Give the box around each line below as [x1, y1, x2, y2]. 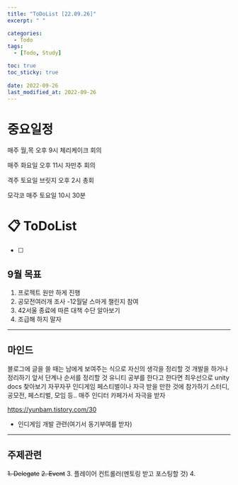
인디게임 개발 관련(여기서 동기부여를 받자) [17, 419, 132, 428]
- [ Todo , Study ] [13, 50, 62, 57]
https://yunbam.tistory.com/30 [7, 405, 97, 413]
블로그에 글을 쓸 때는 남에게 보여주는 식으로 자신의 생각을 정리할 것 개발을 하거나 [7, 364, 229, 372]
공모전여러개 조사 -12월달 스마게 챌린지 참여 [17, 297, 139, 306]
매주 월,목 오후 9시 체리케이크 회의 [7, 146, 102, 154]
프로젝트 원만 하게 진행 [17, 288, 81, 297]
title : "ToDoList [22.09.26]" [7, 10, 97, 18]
